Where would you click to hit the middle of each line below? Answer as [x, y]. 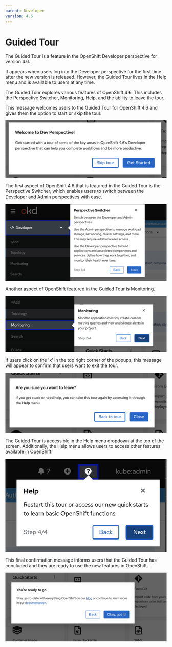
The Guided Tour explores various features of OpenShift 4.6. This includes [84, 93]
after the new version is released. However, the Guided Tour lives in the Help [86, 77]
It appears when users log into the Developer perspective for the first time [83, 72]
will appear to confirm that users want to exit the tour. [62, 365]
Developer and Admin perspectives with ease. [54, 197]
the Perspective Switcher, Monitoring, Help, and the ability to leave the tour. [85, 98]
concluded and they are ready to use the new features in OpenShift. [77, 565]
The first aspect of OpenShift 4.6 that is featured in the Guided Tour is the [83, 186]
